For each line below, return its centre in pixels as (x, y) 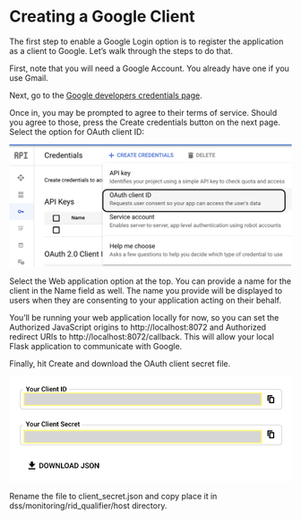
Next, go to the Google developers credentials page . (106, 95)
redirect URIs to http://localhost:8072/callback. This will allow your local (142, 336)
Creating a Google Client (102, 17)
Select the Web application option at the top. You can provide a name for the (150, 281)
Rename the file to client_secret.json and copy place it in (113, 497)
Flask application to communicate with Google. (96, 346)
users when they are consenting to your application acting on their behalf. (146, 300)
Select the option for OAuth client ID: (77, 131)
